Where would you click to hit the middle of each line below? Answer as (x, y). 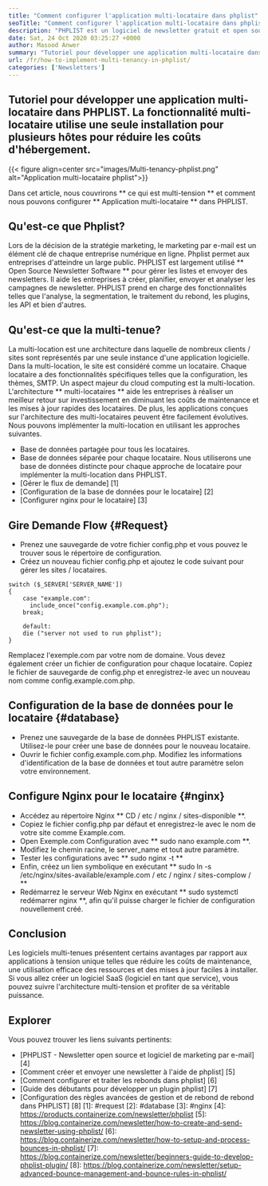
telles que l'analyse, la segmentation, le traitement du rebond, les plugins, (129, 297)
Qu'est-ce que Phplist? (67, 226)
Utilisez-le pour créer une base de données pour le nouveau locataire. (135, 746)
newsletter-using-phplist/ (61, 1131)
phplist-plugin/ (44, 1165)
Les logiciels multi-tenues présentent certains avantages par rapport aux (128, 953)
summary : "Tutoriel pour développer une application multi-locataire (126, 53)
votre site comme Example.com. (73, 832)
